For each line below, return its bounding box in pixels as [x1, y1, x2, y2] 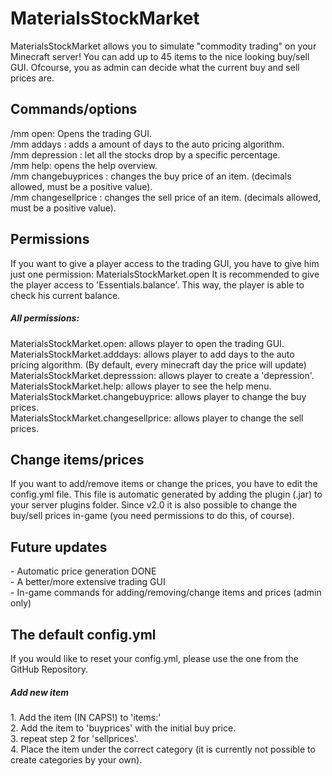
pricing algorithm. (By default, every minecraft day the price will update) [10, 358, 307, 371]
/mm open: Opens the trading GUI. [10, 127, 153, 139]
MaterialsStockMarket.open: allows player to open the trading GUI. [10, 337, 285, 349]
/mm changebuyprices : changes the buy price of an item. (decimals [10, 170, 292, 182]
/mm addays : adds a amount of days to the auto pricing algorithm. [10, 138, 285, 150]
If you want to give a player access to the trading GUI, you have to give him [10, 257, 320, 269]
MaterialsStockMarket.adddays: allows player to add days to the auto [10, 348, 295, 360]
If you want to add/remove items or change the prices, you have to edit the [10, 478, 318, 490]
